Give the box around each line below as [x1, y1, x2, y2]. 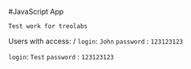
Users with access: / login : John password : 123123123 [8, 36, 183, 46]
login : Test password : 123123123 [8, 52, 114, 61]
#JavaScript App [8, 7, 64, 16]
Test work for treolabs [8, 22, 88, 30]
